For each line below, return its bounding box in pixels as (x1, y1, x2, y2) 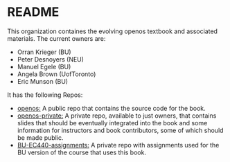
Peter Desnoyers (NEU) (17, 55, 85, 63)
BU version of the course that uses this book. (17, 148, 147, 156)
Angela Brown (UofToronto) (17, 70, 96, 78)
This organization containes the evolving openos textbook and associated (7, 27, 218, 35)
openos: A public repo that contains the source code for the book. (17, 104, 206, 112)
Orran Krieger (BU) (17, 48, 71, 56)
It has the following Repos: (7, 91, 83, 99)
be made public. (17, 133, 64, 142)
